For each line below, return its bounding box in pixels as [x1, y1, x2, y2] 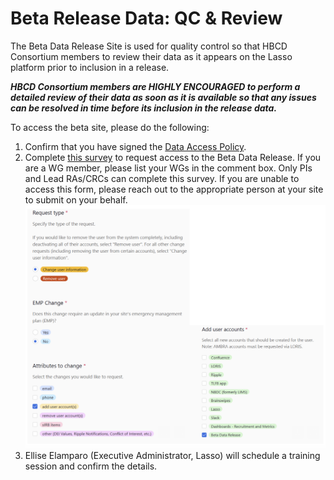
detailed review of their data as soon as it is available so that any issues [10, 91, 317, 103]
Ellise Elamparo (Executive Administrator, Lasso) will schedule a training [24, 449, 321, 461]
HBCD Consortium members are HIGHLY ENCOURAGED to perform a [10, 80, 301, 92]
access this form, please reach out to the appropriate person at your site [24, 183, 324, 195]
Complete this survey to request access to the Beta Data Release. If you [24, 151, 322, 163]
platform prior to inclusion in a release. [10, 61, 170, 73]
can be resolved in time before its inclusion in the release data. [10, 102, 278, 114]
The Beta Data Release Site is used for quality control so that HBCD [10, 40, 288, 52]
